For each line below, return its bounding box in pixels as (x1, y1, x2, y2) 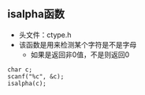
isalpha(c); (7, 79, 46, 87)
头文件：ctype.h (18, 30, 72, 40)
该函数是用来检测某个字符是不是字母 (18, 40, 137, 49)
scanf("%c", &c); (7, 72, 65, 81)
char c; (7, 66, 33, 74)
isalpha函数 (7, 7, 65, 21)
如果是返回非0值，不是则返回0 (30, 50, 130, 59)
